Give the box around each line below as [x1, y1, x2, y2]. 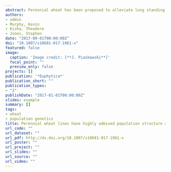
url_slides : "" [5, 150, 38, 155]
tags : [5, 107, 17, 112]
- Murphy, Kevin [5, 21, 40, 27]
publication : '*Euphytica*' [5, 74, 65, 79]
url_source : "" [5, 154, 38, 159]
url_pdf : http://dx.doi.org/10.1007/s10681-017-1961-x [5, 135, 124, 140]
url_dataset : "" [5, 130, 40, 135]
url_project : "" [5, 145, 40, 150]
